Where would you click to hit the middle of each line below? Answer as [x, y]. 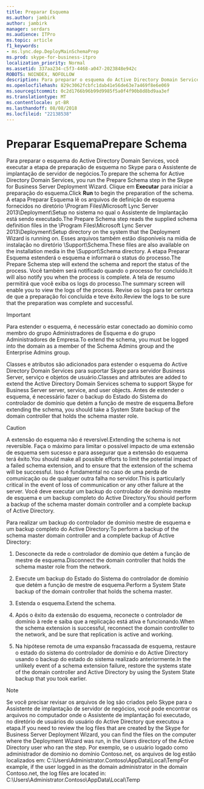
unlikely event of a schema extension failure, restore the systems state [103, 666]
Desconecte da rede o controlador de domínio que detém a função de [102, 554]
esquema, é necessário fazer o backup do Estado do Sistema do [87, 397]
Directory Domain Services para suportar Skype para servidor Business [96, 371]
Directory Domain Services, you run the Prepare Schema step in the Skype [100, 180]
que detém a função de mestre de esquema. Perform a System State [100, 585]
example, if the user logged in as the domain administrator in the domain [97, 767]
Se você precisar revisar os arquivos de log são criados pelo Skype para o [99, 702]
